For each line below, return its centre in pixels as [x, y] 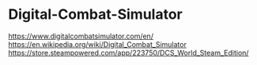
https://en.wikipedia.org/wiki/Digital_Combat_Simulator [98, 44]
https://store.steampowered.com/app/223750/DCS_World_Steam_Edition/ [128, 52]
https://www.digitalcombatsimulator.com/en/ [81, 36]
